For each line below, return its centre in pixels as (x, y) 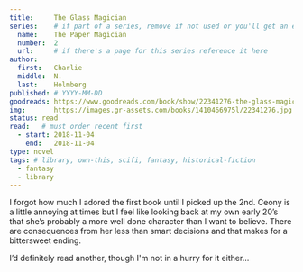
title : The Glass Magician (68, 18)
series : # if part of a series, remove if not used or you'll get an (149, 26)
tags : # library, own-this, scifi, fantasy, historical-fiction (133, 160)
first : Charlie (50, 68)
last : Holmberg (52, 85)
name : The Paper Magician (72, 34)
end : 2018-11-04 (60, 143)
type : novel (32, 151)
